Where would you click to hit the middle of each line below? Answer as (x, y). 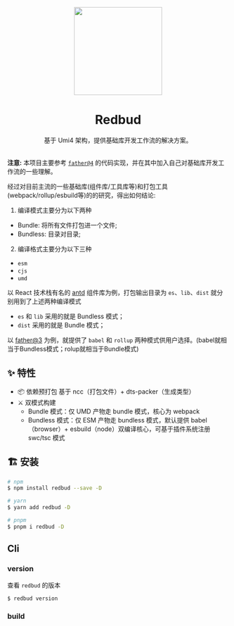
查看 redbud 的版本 (34, 585)
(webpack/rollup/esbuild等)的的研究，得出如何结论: (82, 195)
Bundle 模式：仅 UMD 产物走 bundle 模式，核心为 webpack (114, 411)
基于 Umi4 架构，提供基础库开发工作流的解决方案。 (118, 140)
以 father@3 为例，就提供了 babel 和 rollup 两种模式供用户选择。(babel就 (114, 340)
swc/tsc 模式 (46, 437)
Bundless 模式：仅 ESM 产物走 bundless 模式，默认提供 (109, 420)
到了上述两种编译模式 (50, 301)
